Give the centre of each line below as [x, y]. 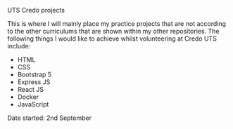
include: [19, 46]
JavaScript [33, 104]
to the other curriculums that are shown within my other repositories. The [113, 31]
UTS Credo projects [36, 10]
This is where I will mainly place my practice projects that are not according [117, 23]
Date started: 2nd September [49, 118]
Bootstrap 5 [34, 74]
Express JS [34, 82]
